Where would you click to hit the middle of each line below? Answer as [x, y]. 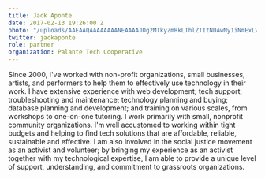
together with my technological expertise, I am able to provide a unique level [132, 158]
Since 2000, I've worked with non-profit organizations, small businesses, [127, 75]
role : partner [32, 45]
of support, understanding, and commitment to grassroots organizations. [127, 167]
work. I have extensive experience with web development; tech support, [125, 91]
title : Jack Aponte [40, 15]
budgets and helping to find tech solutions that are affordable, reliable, [123, 133]
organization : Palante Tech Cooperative [76, 52]
